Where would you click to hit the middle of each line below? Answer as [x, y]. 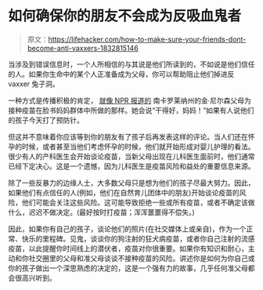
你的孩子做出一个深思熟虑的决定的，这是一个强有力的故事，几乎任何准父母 [128, 268]
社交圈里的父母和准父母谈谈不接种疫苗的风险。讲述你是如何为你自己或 [142, 258]
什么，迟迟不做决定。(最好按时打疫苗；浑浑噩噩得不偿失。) [102, 212]
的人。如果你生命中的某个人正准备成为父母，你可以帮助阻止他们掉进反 [121, 74]
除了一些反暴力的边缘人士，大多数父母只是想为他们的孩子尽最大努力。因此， [131, 183]
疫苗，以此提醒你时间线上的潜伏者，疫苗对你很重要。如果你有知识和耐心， [128, 248]
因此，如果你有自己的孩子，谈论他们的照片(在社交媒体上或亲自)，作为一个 [127, 229]
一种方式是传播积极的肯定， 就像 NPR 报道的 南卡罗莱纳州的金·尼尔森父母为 [130, 100]
